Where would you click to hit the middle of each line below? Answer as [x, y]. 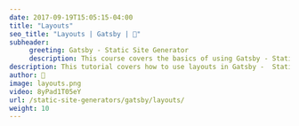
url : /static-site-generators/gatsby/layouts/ [97, 100]
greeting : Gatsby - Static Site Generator [109, 51]
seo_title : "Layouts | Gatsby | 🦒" [75, 34]
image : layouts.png [45, 83]
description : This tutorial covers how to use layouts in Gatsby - [137, 67]
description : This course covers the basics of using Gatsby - [149, 59]
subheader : [29, 42]
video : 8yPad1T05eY [45, 91]
